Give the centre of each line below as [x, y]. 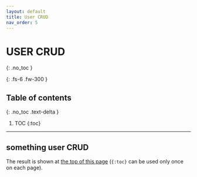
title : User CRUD [27, 17]
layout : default [26, 11]
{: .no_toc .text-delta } [33, 112]
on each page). [24, 168]
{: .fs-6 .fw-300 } [27, 79]
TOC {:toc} [28, 123]
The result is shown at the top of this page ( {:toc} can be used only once [95, 161]
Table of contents [39, 98]
